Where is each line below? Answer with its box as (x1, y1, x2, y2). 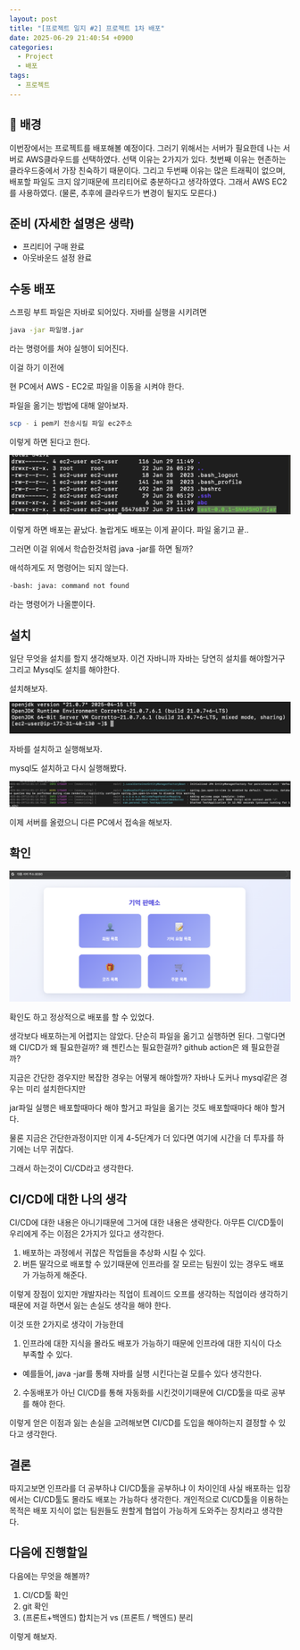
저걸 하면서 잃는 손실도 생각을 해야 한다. (32, 1300, 171, 1311)
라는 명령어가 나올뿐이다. (9, 599, 96, 610)
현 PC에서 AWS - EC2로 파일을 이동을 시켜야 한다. (9, 381, 185, 392)
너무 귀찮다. (32, 1144, 74, 1155)
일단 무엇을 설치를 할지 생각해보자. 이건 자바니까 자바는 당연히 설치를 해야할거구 (9, 653, 286, 663)
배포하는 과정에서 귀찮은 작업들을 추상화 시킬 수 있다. (21, 1247, 206, 1258)
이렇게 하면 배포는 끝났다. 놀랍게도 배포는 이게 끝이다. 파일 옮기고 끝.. (9, 525, 250, 535)
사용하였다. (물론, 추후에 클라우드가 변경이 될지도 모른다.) (18, 187, 217, 198)
